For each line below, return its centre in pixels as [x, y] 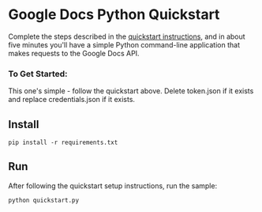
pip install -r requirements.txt [63, 143]
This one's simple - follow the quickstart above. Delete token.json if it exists [131, 91]
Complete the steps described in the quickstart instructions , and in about [127, 36]
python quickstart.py [44, 200]
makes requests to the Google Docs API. [74, 53]
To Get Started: [38, 74]
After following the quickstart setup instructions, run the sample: [113, 185]
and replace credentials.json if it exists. [72, 100]
